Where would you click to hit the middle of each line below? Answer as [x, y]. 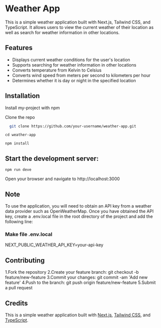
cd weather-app [20, 135]
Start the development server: [52, 158]
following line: [19, 222]
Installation [22, 96]
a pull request [19, 288]
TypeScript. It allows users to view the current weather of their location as [79, 27]
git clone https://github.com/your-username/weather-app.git [73, 126]
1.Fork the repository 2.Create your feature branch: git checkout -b [72, 272]
